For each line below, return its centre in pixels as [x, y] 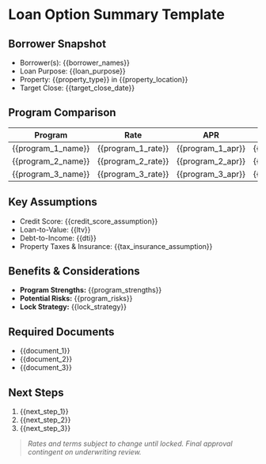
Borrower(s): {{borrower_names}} [75, 62]
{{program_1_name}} [51, 148]
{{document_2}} [46, 359]
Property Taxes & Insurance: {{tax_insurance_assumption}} [116, 246]
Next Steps [36, 392]
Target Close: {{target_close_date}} [77, 88]
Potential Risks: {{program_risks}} [76, 299]
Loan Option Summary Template [117, 15]
